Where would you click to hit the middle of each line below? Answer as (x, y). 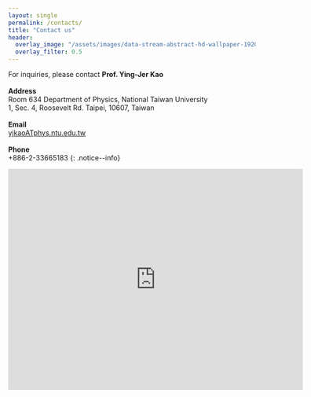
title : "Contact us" (42, 30)
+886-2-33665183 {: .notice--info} (64, 158)
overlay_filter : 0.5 (49, 52)
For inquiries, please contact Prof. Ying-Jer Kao (86, 74)
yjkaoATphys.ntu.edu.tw (47, 133)
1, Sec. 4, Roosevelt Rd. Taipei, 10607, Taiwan (81, 108)
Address (22, 91)
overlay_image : (40, 45)
